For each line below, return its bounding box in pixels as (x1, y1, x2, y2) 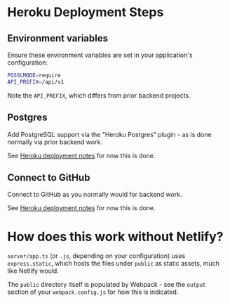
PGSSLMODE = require (7, 72, 61, 79)
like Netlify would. (7, 266, 60, 275)
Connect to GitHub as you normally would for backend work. (7, 191, 182, 199)
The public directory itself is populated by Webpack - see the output (7, 281, 206, 289)
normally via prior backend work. (7, 138, 103, 146)
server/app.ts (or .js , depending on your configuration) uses (7, 252, 186, 260)
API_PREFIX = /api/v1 (7, 78, 65, 85)
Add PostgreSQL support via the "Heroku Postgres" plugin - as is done (7, 130, 212, 138)
